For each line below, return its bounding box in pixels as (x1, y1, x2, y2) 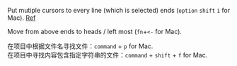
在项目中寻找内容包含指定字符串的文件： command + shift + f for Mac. (7, 51, 208, 59)
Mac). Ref (7, 13, 36, 22)
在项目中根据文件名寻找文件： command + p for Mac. (7, 42, 154, 50)
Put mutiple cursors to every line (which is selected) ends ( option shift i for (7, 6, 231, 14)
